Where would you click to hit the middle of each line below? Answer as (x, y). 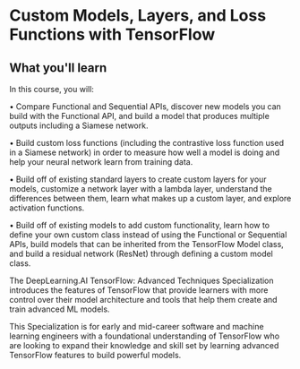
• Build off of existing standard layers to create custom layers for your (138, 179)
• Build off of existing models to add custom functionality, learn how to (140, 225)
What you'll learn (58, 68)
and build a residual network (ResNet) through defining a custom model (141, 253)
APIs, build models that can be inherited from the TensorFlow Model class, (146, 244)
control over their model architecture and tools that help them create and (143, 300)
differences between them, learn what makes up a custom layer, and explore (150, 198)
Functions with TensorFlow (112, 34)
